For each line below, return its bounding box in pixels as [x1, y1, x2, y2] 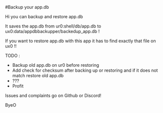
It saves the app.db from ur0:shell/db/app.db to [5, 23, 101, 29]
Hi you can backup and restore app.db [5, 14, 83, 19]
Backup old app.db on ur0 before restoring [12, 62, 99, 68]
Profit [12, 83, 24, 89]
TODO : [5, 53, 21, 58]
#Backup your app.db [5, 4, 49, 10]
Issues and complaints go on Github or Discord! [5, 93, 102, 98]
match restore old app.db [12, 73, 64, 78]
